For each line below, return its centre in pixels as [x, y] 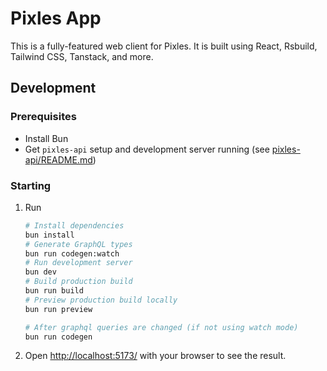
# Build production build [78, 282]
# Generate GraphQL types [78, 244]
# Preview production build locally [101, 300]
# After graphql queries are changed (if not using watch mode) [161, 327]
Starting [31, 185]
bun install [49, 235]
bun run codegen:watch [72, 253]
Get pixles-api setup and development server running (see [147, 149]
